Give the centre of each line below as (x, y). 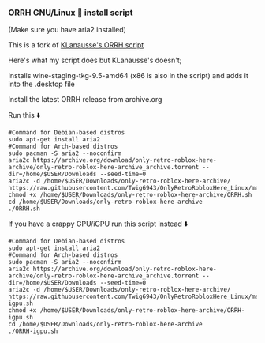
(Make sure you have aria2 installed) (67, 30)
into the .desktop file (41, 84)
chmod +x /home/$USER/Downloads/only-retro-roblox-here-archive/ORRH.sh (130, 195)
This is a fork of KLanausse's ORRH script (76, 45)
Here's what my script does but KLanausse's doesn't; (95, 60)
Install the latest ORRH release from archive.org (85, 100)
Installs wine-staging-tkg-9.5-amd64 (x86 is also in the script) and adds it (128, 76)
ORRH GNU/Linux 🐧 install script (71, 13)
